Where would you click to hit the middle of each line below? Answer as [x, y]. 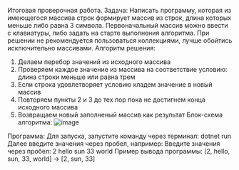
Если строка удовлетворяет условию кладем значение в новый [115, 84]
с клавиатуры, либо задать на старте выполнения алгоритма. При [108, 33]
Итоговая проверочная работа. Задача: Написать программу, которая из [119, 10]
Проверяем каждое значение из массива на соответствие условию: [122, 69]
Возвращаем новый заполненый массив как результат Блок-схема [120, 115]
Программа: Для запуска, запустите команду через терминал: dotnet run [119, 136]
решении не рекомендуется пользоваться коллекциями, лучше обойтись [120, 41]
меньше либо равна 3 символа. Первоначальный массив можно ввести [118, 25]
